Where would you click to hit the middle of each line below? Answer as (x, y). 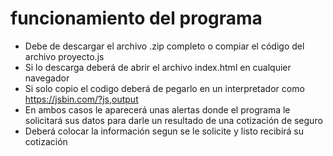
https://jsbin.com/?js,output (81, 99)
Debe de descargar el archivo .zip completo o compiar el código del (164, 46)
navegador (47, 78)
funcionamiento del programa (136, 18)
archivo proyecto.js (64, 56)
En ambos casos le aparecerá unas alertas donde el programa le (157, 109)
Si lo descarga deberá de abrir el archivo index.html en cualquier (158, 67)
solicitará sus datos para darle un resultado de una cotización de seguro (173, 120)
